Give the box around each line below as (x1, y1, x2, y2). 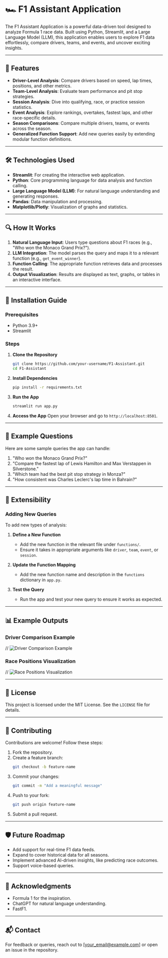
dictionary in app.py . (19, 577, 61, 583)
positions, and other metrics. (12, 83, 72, 89)
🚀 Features (5, 64, 39, 73)
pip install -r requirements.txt (12, 385, 82, 390)
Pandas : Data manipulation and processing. (12, 198, 103, 204)
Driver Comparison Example (5, 634, 75, 641)
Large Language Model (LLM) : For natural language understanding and (12, 188, 160, 194)
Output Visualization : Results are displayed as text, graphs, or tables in (12, 271, 160, 278)
